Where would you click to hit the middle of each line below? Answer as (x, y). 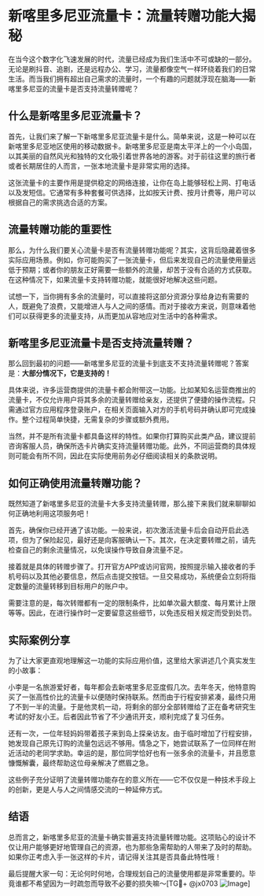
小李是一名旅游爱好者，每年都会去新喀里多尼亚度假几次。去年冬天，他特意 (128, 687)
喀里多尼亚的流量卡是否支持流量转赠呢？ (73, 88)
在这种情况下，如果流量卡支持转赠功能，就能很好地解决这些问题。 (115, 280)
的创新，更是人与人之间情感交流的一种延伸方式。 (87, 789)
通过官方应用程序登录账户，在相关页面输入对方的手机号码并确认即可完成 (132, 409)
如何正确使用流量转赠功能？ (75, 483)
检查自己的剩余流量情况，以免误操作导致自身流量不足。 (97, 550)
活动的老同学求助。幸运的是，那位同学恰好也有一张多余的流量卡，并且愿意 (135, 753)
